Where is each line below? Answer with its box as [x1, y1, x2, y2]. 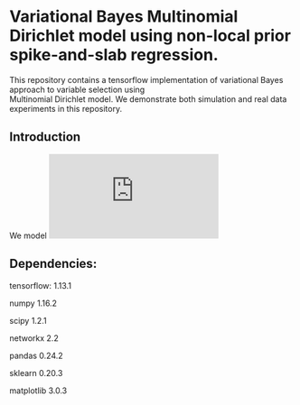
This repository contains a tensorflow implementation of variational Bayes [9, 74, 284, 85]
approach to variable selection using [9, 84, 145, 95]
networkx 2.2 [9, 332, 59, 344]
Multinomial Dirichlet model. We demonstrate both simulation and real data [9, 93, 287, 105]
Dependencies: [9, 256, 98, 272]
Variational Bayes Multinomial [9, 6, 239, 27]
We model [9, 230, 47, 241]
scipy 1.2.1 [9, 315, 47, 326]
